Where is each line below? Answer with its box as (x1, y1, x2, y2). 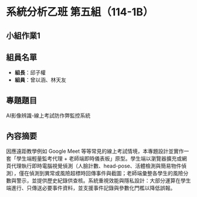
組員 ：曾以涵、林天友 (14, 76, 66, 84)
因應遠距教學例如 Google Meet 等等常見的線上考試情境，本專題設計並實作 (6, 148, 184, 155)
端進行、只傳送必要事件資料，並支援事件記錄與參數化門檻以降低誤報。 (6, 185, 176, 192)
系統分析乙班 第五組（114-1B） (6, 5, 154, 19)
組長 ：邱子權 (14, 69, 46, 76)
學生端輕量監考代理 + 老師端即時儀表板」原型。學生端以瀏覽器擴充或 (16, 155, 182, 162)
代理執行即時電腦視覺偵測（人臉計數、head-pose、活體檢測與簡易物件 (11, 162, 182, 169)
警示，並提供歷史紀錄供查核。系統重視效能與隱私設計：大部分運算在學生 (16, 177, 191, 184)
